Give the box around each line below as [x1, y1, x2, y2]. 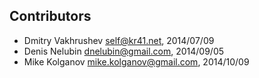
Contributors [9, 8, 92, 25]
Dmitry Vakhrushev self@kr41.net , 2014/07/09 [23, 34, 215, 46]
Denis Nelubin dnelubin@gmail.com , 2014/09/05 [23, 45, 225, 57]
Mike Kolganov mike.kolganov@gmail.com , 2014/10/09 [23, 55, 250, 68]
